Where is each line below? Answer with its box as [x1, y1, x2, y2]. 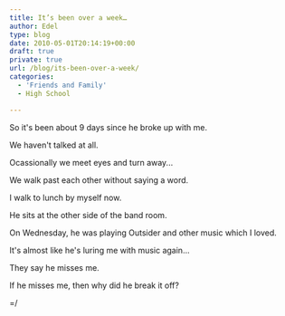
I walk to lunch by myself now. [9, 192, 122, 203]
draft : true [9, 47, 54, 56]
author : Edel [9, 22, 59, 31]
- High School [17, 89, 71, 98]
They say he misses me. [9, 262, 100, 273]
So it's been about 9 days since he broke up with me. [9, 121, 208, 132]
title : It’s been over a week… [9, 13, 128, 23]
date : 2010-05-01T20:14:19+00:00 [9, 38, 136, 48]
